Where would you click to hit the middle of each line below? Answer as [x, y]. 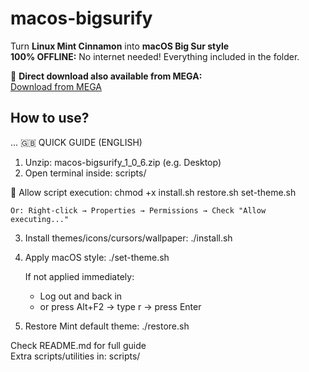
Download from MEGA [56, 86]
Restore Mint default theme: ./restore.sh [107, 326]
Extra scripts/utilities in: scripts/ [75, 356]
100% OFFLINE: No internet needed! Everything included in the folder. [155, 56]
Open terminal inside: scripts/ [85, 173]
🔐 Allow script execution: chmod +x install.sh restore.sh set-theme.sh [153, 192]
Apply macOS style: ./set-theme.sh [97, 257]
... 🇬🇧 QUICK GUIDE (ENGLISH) [76, 142]
